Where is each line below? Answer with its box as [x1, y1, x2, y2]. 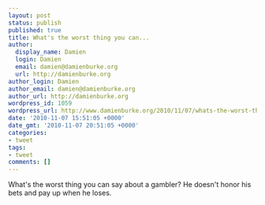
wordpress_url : [8, 107, 58, 115]
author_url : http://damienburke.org [8, 92, 129, 100]
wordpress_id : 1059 [8, 99, 73, 107]
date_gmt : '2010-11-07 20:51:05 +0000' [8, 121, 140, 129]
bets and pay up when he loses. [8, 188, 112, 198]
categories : [8, 129, 47, 136]
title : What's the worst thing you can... [8, 33, 150, 42]
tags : [8, 143, 26, 151]
